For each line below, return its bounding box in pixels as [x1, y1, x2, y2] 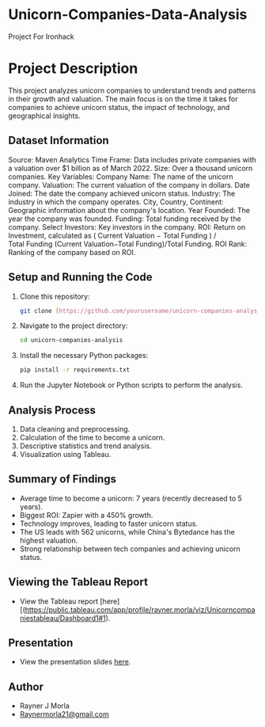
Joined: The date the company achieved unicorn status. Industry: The [8, 188, 236, 198]
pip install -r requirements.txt [19, 366, 131, 374]
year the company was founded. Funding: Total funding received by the [8, 214, 241, 223]
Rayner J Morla [19, 701, 70, 710]
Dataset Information [8, 134, 109, 147]
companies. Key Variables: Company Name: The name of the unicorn [8, 172, 233, 181]
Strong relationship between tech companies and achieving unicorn [19, 544, 240, 554]
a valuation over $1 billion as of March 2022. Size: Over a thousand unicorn [8, 163, 253, 173]
